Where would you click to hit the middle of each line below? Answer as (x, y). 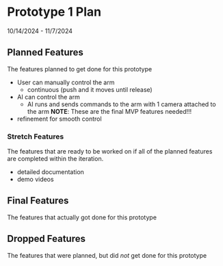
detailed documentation (50, 172)
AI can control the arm (48, 97)
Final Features (38, 201)
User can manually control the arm (66, 82)
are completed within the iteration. (55, 159)
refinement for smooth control (59, 119)
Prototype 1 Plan (54, 12)
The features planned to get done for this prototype (80, 69)
